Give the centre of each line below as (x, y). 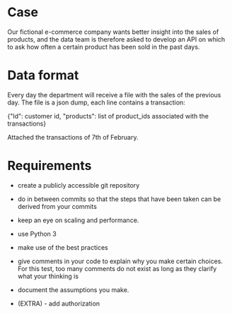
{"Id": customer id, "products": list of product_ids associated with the (108, 116)
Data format (43, 76)
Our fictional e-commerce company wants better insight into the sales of (113, 32)
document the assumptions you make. (73, 289)
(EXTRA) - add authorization (59, 303)
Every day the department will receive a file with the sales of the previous (114, 95)
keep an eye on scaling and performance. (78, 220)
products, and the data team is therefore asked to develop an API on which (116, 39)
